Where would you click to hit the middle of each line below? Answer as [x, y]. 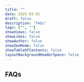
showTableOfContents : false [34, 50]
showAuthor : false [24, 41]
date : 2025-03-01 [23, 14]
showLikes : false [23, 37]
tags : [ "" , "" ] [20, 28]
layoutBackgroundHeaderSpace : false [42, 55]
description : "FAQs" [26, 23]
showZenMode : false [25, 46]
